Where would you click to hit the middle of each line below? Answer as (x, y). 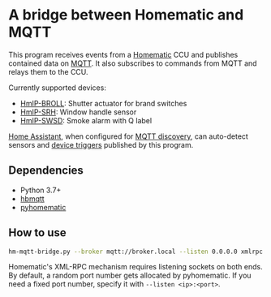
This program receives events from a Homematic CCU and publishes (123, 54)
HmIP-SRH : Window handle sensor (78, 112)
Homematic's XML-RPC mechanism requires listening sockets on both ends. (136, 267)
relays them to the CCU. (48, 71)
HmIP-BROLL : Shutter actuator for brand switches (103, 103)
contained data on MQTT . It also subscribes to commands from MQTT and (133, 63)
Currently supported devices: (58, 88)
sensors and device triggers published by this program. (101, 144)
